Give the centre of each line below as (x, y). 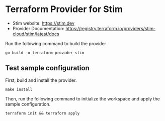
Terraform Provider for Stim (64, 9)
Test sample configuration (47, 68)
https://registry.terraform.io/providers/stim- (110, 28)
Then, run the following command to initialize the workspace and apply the (82, 98)
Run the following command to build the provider (56, 43)
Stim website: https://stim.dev (43, 23)
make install (19, 89)
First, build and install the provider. (41, 80)
